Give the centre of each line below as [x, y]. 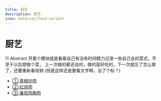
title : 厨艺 [16, 9]
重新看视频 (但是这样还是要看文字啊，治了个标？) [71, 70]
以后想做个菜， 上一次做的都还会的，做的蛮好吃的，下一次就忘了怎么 [82, 65]
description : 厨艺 [23, 14]
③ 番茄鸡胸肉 [27, 93]
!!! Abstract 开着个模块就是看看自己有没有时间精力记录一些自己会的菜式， [79, 58]
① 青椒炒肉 [24, 81]
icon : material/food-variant [35, 18]
